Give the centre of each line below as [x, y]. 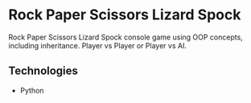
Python [32, 90]
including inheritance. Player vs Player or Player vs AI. [98, 45]
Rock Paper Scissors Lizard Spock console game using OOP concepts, [125, 37]
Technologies [43, 71]
